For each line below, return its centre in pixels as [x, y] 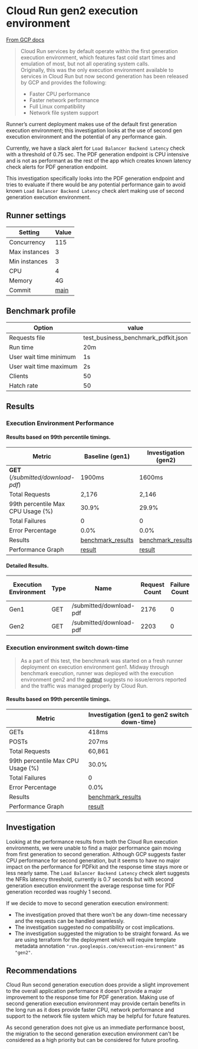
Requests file [27, 337]
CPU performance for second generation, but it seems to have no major [93, 860]
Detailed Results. [27, 565]
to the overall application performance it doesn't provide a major [84, 991]
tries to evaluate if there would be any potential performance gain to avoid [96, 185]
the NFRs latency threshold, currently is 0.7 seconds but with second [90, 879]
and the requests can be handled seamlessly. [70, 920]
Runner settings [36, 216]
